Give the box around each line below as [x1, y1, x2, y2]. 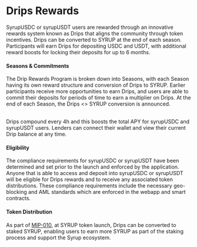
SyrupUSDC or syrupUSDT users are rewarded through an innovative [6, 24, 173, 31]
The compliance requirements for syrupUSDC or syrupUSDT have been [6, 157, 179, 164]
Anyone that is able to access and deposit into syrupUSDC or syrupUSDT [6, 170, 183, 177]
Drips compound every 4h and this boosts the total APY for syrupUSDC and [6, 118, 190, 125]
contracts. [6, 195, 31, 202]
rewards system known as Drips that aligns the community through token [6, 29, 183, 37]
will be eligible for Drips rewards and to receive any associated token [6, 176, 173, 183]
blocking [6, 189, 28, 196]
